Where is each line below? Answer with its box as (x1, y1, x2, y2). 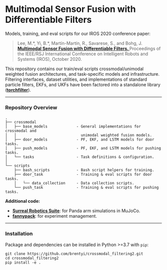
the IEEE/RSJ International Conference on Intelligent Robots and (17, 51, 148, 57)
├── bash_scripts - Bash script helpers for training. (14, 168, 155, 173)
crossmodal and (5, 129, 37, 134)
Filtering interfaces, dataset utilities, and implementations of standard (5, 76, 148, 82)
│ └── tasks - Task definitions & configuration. (5, 154, 155, 160)
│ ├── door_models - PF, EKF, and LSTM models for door (5, 137, 155, 142)
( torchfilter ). (5, 87, 31, 93)
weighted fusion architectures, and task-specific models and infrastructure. (5, 71, 160, 77)
